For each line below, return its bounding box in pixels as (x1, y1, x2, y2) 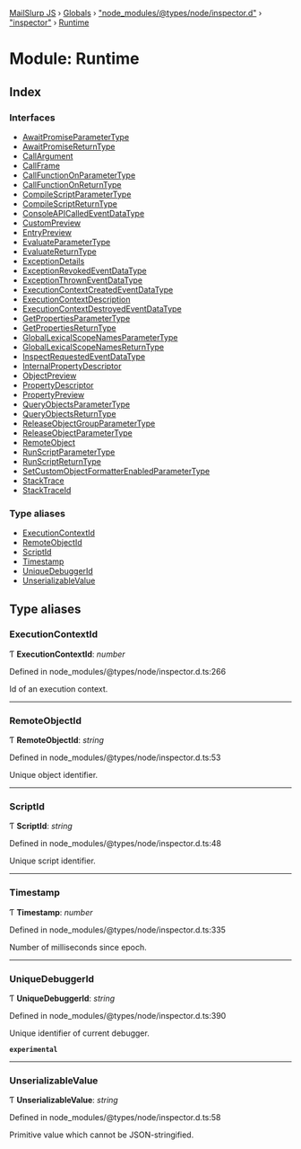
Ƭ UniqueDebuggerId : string (9, 993, 115, 1004)
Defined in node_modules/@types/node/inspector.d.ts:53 (9, 752, 221, 763)
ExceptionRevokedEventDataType (21, 265, 148, 276)
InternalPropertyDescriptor (21, 360, 122, 371)
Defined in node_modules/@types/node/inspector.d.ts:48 (9, 838, 222, 849)
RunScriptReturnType (21, 455, 101, 466)
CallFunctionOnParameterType (21, 170, 136, 181)
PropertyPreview (21, 389, 85, 400)
